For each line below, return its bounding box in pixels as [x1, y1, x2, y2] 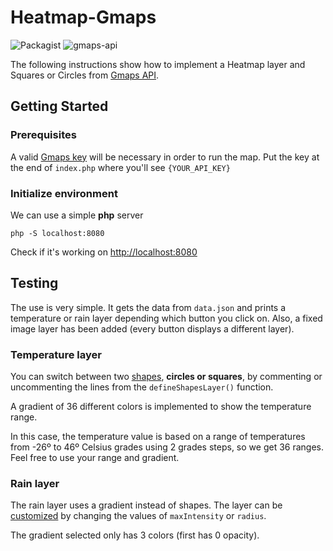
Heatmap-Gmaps [10, 6, 157, 29]
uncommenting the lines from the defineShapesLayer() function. [10, 381, 274, 393]
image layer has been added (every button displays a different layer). [10, 322, 295, 335]
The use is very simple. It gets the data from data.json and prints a [10, 301, 287, 313]
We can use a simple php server [10, 209, 144, 221]
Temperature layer [10, 347, 102, 361]
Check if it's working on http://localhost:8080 [10, 246, 198, 258]
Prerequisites [10, 128, 77, 142]
